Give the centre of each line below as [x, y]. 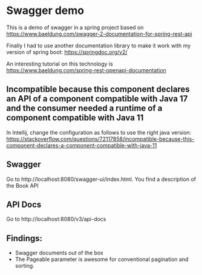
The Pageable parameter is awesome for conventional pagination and [102, 259]
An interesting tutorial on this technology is [60, 64]
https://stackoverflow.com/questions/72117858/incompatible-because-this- [100, 139]
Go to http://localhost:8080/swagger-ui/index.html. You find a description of [101, 179]
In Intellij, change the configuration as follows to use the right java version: [99, 132]
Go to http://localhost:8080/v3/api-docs [56, 219]
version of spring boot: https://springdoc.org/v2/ [67, 52]
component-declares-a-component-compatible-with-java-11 [82, 145]
